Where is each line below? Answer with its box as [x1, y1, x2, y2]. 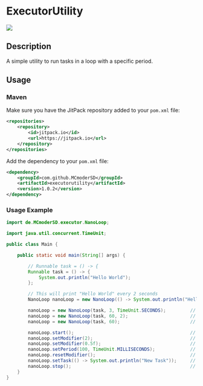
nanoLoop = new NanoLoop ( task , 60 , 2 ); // [28, 313, 196, 319]
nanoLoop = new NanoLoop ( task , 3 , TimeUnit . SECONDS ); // [28, 307, 196, 314]
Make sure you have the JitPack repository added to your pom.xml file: [6, 107, 180, 114]
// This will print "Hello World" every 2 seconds [28, 291, 158, 297]
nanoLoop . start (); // [28, 329, 196, 336]
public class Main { [6, 242, 59, 248]
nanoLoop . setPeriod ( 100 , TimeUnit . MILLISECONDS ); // [28, 346, 196, 353]
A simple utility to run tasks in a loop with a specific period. [6, 57, 153, 65]
